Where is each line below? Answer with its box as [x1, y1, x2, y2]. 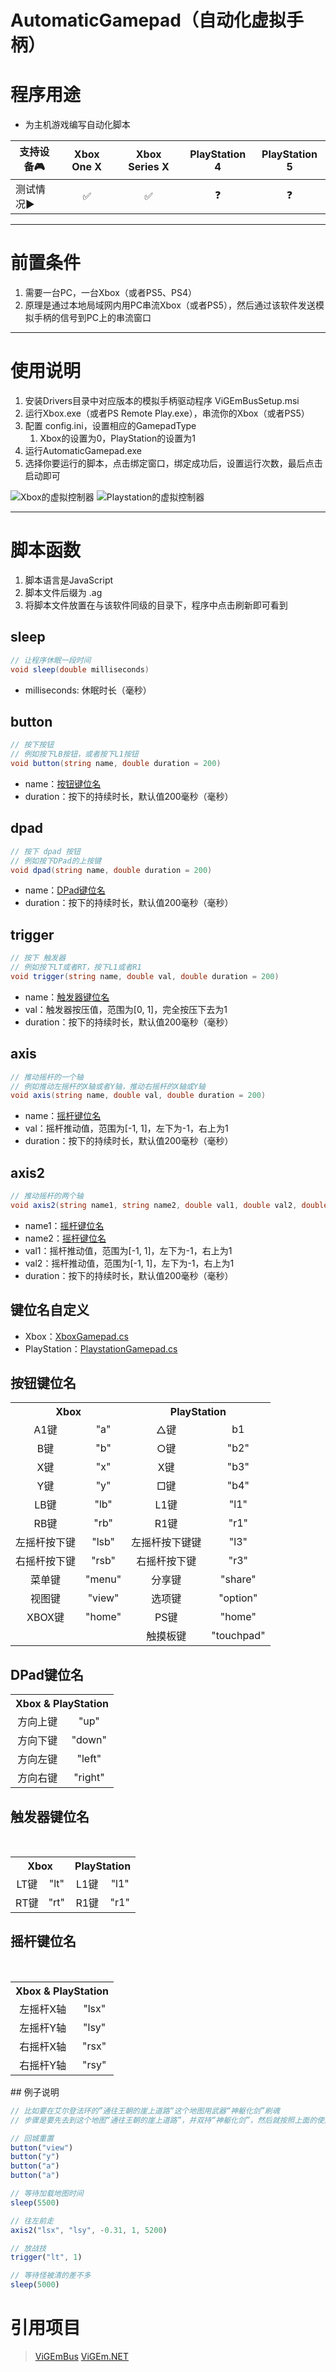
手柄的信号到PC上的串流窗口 [33, 312, 152, 324]
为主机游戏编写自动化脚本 [24, 119, 131, 131]
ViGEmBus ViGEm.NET [34, 2350, 129, 2362]
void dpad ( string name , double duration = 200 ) [10, 865, 213, 875]
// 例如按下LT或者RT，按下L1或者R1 [10, 962, 142, 973]
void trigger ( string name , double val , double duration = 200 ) [10, 971, 280, 981]
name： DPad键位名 [24, 884, 106, 896]
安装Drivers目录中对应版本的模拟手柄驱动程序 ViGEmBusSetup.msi [24, 395, 300, 406]
